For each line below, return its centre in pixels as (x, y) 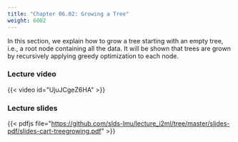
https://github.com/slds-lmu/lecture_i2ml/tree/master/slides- (140, 124)
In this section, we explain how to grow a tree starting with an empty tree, (115, 40)
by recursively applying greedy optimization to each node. (93, 56)
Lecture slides (33, 108)
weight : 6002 (27, 21)
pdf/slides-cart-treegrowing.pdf (54, 131)
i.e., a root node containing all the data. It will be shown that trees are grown (119, 48)
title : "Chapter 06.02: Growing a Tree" (69, 14)
